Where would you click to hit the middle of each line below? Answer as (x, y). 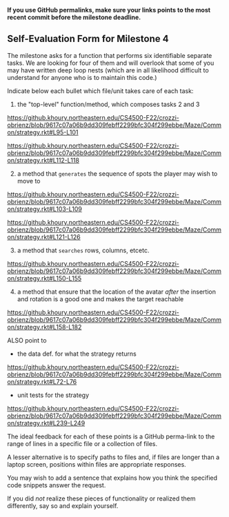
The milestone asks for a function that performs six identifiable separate (110, 55)
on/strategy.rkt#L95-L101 (43, 132)
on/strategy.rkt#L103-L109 (45, 209)
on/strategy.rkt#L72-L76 (42, 381)
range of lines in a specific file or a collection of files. (82, 443)
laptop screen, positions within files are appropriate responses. (97, 464)
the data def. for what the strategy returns (77, 354)
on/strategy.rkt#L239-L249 (46, 423)
